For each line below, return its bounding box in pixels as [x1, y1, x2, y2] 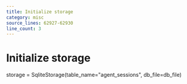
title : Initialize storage [6, 8, 73, 15]
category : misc [6, 14, 44, 20]
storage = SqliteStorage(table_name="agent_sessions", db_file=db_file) [6, 71, 182, 79]
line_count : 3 [6, 25, 42, 32]
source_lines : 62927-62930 [6, 20, 73, 26]
